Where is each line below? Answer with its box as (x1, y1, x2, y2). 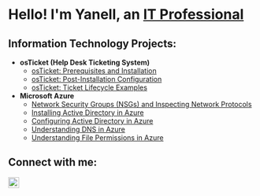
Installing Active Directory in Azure (31, 108, 144, 117)
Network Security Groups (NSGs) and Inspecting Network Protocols (31, 100, 252, 109)
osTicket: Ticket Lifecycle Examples (31, 83, 148, 92)
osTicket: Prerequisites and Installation (31, 66, 158, 76)
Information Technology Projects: (8, 37, 177, 50)
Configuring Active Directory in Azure (31, 116, 154, 125)
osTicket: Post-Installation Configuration (31, 75, 162, 83)
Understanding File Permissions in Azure (31, 133, 164, 142)
